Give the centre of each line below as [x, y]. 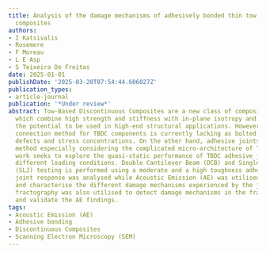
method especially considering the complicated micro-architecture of [134, 148]
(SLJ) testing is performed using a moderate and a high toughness [129, 171]
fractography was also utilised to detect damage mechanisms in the [131, 192]
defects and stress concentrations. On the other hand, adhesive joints [138, 141]
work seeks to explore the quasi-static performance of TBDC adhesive [134, 155]
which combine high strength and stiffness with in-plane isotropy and [136, 119]
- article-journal [38, 97]
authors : [23, 30]
